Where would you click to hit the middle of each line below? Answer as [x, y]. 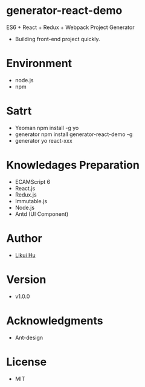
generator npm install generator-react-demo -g [74, 134]
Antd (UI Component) [42, 214]
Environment [39, 63]
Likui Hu [25, 255]
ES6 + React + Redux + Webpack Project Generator [70, 27]
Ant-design [29, 337]
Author [24, 238]
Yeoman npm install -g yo [47, 128]
